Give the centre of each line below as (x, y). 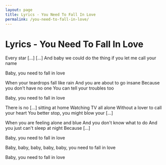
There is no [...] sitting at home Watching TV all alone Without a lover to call (84, 108)
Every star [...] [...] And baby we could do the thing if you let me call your (81, 58)
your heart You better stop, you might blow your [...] (59, 113)
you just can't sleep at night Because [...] (48, 128)
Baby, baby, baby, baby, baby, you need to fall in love (61, 148)
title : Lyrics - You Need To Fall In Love (50, 15)
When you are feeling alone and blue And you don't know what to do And (81, 123)
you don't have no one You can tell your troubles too (60, 88)
